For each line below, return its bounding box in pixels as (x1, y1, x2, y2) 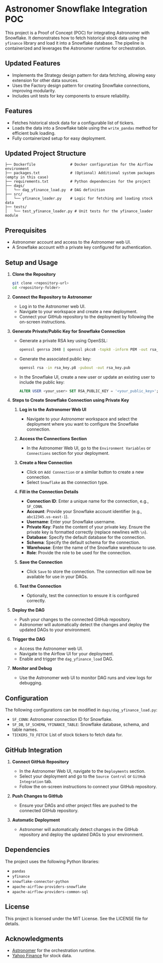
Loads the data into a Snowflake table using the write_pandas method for (12, 125, 158, 131)
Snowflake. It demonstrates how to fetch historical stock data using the (5, 35, 147, 41)
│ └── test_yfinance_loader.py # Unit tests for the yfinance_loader (5, 209, 153, 214)
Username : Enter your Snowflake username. (26, 519, 116, 525)
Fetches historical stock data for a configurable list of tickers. (12, 120, 135, 126)
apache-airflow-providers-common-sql (12, 889, 89, 894)
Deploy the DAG (12, 607, 45, 613)
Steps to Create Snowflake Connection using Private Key (12, 397, 130, 403)
